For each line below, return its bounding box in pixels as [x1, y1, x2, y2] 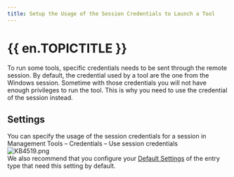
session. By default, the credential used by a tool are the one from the [7, 71, 209, 79]
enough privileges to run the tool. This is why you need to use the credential [7, 85, 228, 94]
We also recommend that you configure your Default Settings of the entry [7, 155, 220, 163]
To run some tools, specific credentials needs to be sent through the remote [7, 64, 228, 72]
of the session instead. [7, 93, 74, 101]
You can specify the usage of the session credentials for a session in [7, 132, 207, 141]
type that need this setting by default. [7, 162, 116, 170]
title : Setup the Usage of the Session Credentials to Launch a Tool [7, 10, 216, 17]
